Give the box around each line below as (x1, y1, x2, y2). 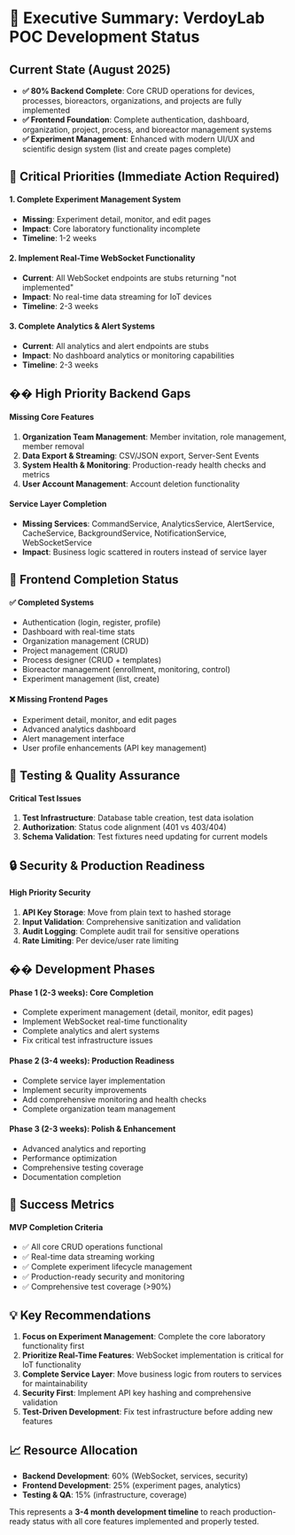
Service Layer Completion (9, 499, 107, 509)
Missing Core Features (9, 411, 95, 422)
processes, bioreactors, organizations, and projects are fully (21, 96, 242, 105)
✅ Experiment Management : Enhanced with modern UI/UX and (21, 134, 255, 144)
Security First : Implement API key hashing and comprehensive (21, 1388, 252, 1399)
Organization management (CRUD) (21, 636, 150, 647)
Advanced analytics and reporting (21, 1143, 146, 1154)
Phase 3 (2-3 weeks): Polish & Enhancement (9, 1124, 176, 1135)
